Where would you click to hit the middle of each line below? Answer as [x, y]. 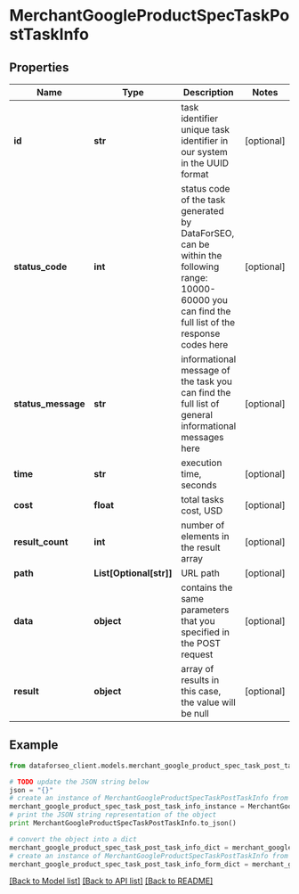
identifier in [205, 141]
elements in [205, 536]
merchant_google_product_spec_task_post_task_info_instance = [127, 807]
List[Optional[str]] [133, 573]
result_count [41, 542]
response [201, 333]
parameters [205, 610]
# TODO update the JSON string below [79, 782]
